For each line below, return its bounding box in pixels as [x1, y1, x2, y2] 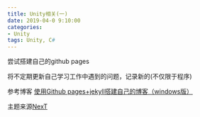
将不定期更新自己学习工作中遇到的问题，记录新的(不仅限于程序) [7, 72, 193, 81]
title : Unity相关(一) [7, 10, 68, 18]
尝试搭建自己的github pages [7, 57, 90, 66]
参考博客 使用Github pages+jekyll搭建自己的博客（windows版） [7, 87, 194, 96]
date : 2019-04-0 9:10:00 [7, 17, 81, 24]
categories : [7, 23, 43, 30]
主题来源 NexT [7, 102, 48, 111]
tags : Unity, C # [7, 37, 55, 44]
